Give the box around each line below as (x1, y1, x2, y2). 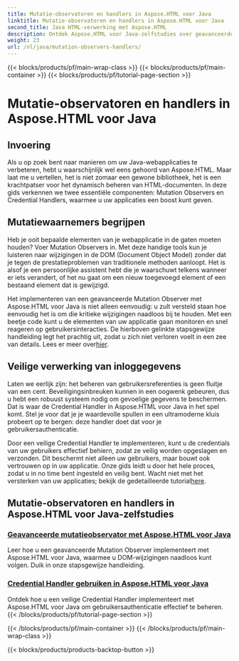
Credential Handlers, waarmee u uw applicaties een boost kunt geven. (7, 196, 213, 204)
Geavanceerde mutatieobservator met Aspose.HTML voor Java (7, 529, 231, 539)
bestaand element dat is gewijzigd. (7, 281, 110, 289)
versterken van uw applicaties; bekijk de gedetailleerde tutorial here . (7, 477, 206, 485)
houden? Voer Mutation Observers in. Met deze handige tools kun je (7, 243, 208, 251)
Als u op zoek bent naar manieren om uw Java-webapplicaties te (7, 158, 198, 166)
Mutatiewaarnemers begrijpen (7, 217, 146, 229)
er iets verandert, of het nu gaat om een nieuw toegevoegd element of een (7, 273, 226, 281)
